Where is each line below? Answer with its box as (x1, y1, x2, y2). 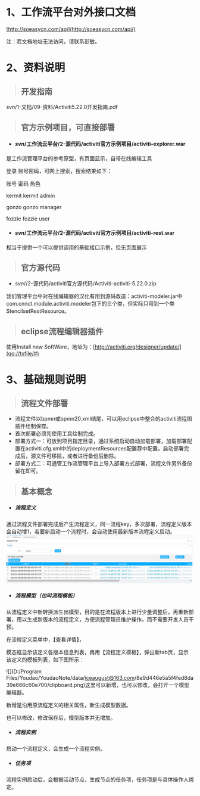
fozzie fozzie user (6, 215, 50, 222)
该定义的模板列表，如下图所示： (6, 656, 85, 663)
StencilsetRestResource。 (6, 307, 70, 315)
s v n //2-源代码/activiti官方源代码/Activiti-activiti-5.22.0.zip (14, 279, 157, 287)
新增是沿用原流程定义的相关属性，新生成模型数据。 (6, 701, 132, 708)
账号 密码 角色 (6, 180, 40, 187)
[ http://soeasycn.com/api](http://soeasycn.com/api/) (6, 25, 136, 33)
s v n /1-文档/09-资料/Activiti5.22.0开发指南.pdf (6, 103, 118, 110)
